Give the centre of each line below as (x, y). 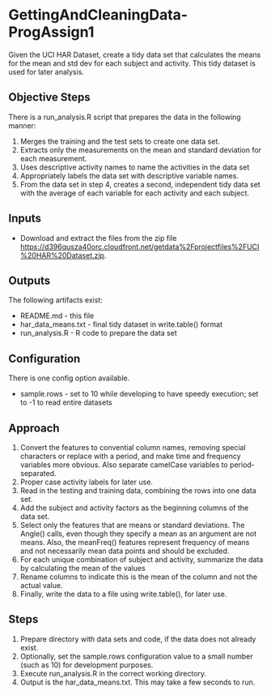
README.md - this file (57, 316)
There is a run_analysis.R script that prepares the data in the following (125, 117)
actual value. (41, 585)
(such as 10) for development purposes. (87, 665)
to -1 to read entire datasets (66, 402)
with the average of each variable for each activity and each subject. (134, 193)
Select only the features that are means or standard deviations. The (132, 525)
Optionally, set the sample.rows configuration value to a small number (136, 656)
